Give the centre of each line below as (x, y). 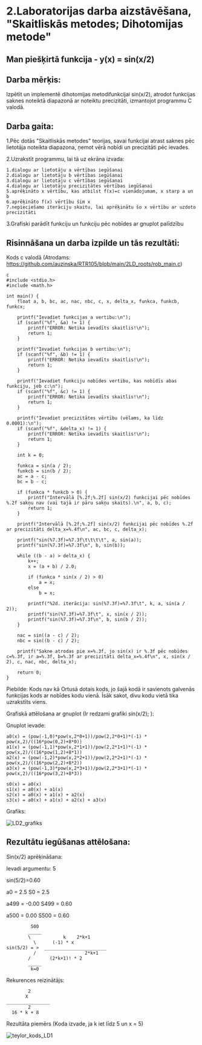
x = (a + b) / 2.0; (53, 567)
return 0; (30, 673)
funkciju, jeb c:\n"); (35, 386)
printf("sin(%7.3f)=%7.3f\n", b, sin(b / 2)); (88, 620)
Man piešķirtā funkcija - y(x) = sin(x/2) (80, 59)
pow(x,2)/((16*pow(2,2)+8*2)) (44, 763)
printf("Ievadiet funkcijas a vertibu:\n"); (74, 317)
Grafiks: (16, 811)
